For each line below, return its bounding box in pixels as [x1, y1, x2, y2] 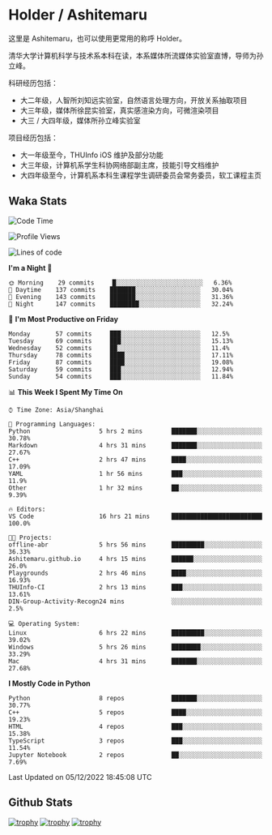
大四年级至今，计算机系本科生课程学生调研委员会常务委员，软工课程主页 [19, 170, 261, 180]
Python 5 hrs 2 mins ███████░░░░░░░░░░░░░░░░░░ [8, 427, 263, 435]
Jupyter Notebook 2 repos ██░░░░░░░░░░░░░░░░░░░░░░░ [8, 751, 263, 759]
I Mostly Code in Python [8, 679, 91, 688]
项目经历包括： [8, 132, 58, 143]
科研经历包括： [8, 78, 58, 88]
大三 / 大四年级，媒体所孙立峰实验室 [19, 115, 141, 125]
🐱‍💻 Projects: [8, 533, 53, 542]
